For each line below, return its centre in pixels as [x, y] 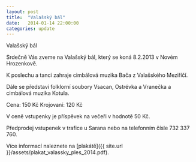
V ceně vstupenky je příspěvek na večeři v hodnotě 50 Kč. [78, 116]
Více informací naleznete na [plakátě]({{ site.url [64, 146]
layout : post [22, 12]
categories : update [31, 28]
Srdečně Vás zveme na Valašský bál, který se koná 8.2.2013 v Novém [92, 57]
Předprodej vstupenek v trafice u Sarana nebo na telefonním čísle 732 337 [98, 128]
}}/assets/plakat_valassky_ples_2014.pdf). [58, 152]
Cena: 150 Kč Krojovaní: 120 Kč [44, 105]
